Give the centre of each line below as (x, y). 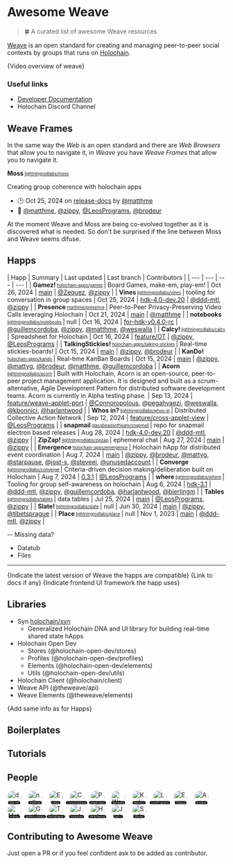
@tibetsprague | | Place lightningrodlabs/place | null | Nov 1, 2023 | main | (103, 513)
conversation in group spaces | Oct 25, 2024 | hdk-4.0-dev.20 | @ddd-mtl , (114, 299)
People (23, 778)
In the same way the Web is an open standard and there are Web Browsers (114, 145)
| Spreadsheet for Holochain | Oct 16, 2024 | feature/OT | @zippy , (101, 336)
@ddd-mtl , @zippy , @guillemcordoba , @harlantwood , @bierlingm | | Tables (116, 491)
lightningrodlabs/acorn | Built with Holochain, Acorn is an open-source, (99, 373)
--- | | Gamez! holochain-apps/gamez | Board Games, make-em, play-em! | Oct (118, 285)
